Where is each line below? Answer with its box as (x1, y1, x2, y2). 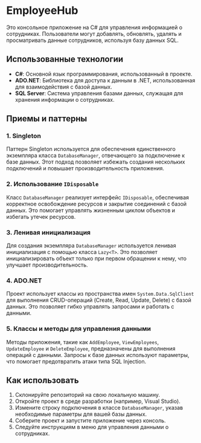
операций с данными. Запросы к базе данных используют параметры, (6, 351, 190, 358)
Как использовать (6, 375, 80, 385)
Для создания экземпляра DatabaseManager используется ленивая (6, 242, 176, 249)
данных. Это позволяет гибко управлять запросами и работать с (6, 303, 174, 310)
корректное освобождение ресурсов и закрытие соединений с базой (6, 200, 187, 207)
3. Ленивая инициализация (6, 228, 91, 236)
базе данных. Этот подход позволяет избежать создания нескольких (6, 158, 185, 165)
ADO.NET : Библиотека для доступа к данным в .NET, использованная (14, 76, 196, 84)
